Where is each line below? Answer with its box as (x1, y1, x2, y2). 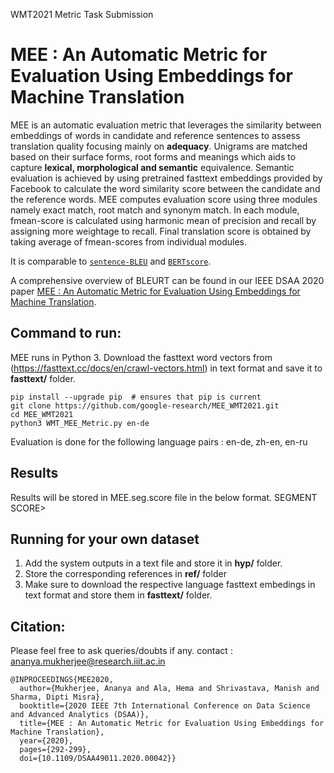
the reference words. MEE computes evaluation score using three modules (10, 193, 318, 205)
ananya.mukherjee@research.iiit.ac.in (10, 655, 166, 668)
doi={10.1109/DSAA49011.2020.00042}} (19, 754, 177, 764)
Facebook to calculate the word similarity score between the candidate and (10, 182, 321, 194)
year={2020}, (19, 736, 74, 746)
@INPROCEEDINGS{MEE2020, (10, 675, 114, 685)
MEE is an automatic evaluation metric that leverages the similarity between (10, 119, 322, 131)
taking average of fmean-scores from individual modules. (10, 235, 247, 248)
